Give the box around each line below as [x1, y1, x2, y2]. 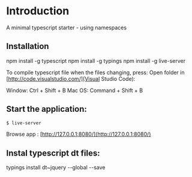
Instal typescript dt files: [6, 148, 100, 158]
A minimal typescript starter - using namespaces [6, 24, 127, 31]
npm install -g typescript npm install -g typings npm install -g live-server [6, 57, 186, 64]
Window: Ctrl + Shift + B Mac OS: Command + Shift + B [6, 87, 143, 94]
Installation [6, 41, 49, 51]
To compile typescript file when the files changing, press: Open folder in [6, 69, 185, 76]
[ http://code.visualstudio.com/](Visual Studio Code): [6, 75, 136, 82]
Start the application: [6, 104, 87, 114]
